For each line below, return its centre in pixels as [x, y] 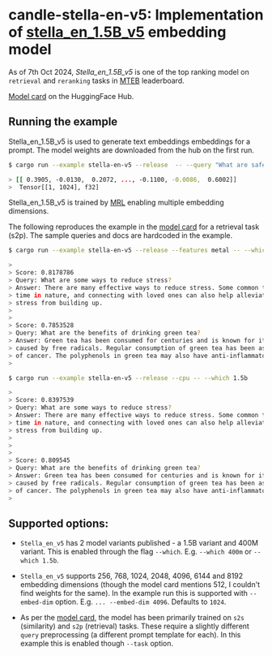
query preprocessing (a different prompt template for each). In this [130, 635]
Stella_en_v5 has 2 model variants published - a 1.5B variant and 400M [139, 543]
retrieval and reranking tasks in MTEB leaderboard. [96, 80]
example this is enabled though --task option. [97, 644]
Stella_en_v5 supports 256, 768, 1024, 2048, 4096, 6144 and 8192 [132, 576]
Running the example [63, 122]
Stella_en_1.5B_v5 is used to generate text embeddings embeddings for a [130, 141]
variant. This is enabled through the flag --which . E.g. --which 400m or [136, 552]
